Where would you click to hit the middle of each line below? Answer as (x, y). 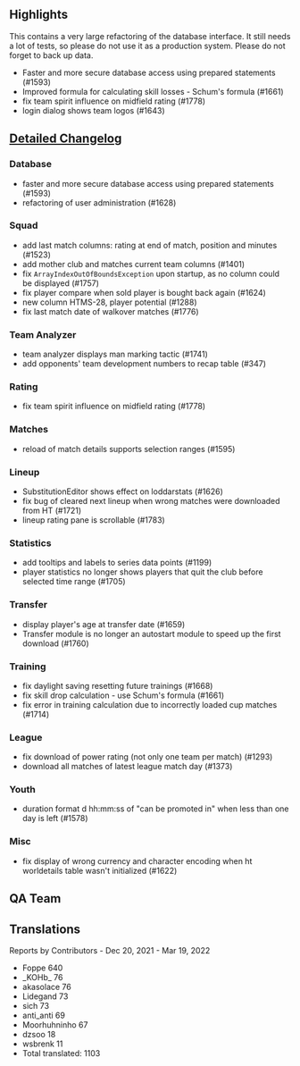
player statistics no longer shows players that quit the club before (142, 572)
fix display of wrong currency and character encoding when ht (137, 860)
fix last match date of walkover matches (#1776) (110, 311)
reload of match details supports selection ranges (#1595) (129, 449)
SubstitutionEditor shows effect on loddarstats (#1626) (122, 491)
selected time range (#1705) (74, 582)
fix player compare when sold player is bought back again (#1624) (144, 292)
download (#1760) (55, 643)
